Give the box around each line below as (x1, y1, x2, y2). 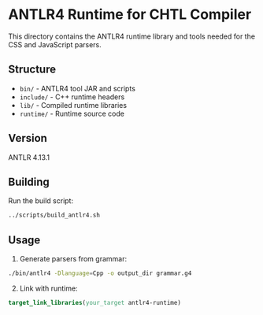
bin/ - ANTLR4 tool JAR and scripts (19, 83, 136, 93)
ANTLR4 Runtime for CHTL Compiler (8, 6, 252, 24)
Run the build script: (8, 196, 73, 206)
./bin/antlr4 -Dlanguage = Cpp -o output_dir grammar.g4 (8, 269, 192, 277)
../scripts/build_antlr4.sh (8, 211, 101, 220)
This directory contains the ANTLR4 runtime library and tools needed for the (8, 31, 256, 41)
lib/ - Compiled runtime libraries (19, 100, 128, 109)
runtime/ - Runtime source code (19, 109, 124, 118)
